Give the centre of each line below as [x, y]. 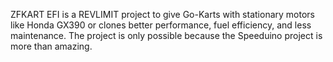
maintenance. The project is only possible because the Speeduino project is [166, 35]
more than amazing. [51, 46]
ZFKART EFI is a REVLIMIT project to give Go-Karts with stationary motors [162, 14]
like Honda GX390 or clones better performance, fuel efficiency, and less [161, 25]
